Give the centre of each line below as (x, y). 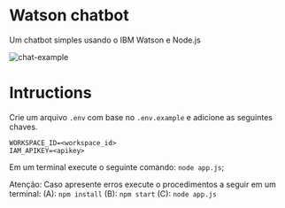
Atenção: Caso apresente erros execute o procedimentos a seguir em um (143, 184)
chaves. (23, 127)
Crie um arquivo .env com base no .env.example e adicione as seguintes (141, 117)
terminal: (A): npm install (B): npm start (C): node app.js (113, 193)
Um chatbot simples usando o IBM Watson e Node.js (105, 40)
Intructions (50, 93)
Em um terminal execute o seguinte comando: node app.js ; (117, 167)
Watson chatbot (69, 15)
